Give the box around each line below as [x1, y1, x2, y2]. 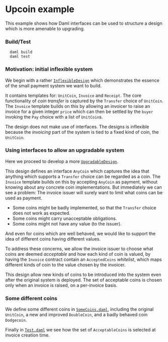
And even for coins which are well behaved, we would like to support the [5, 231, 156, 237]
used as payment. [5, 195, 43, 201]
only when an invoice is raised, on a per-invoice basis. [5, 282, 118, 288]
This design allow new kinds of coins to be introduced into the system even [5, 271, 161, 277]
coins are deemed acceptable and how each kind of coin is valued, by [5, 251, 151, 257]
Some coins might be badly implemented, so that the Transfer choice [12, 204, 157, 210]
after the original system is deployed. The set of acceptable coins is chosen [5, 276, 162, 283]
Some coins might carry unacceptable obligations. [12, 215, 117, 221]
